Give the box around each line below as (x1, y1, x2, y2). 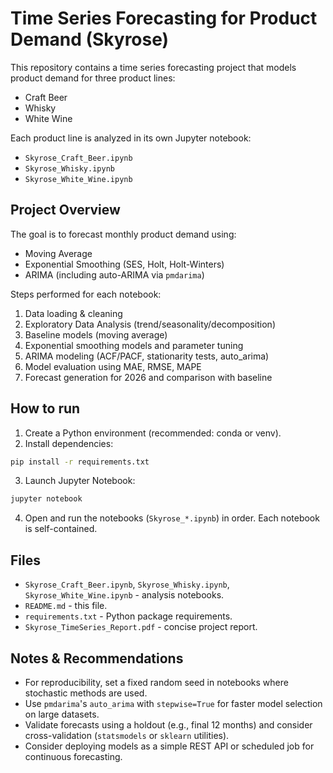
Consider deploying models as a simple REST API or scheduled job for (24, 740, 315, 752)
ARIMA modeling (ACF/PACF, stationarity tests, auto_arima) (24, 350, 270, 362)
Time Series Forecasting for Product (10, 7, 318, 30)
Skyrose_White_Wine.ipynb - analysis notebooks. (24, 589, 225, 601)
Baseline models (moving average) (24, 328, 168, 341)
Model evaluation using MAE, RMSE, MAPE (24, 360, 202, 372)
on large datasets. (24, 708, 100, 720)
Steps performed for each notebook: (10, 288, 162, 300)
